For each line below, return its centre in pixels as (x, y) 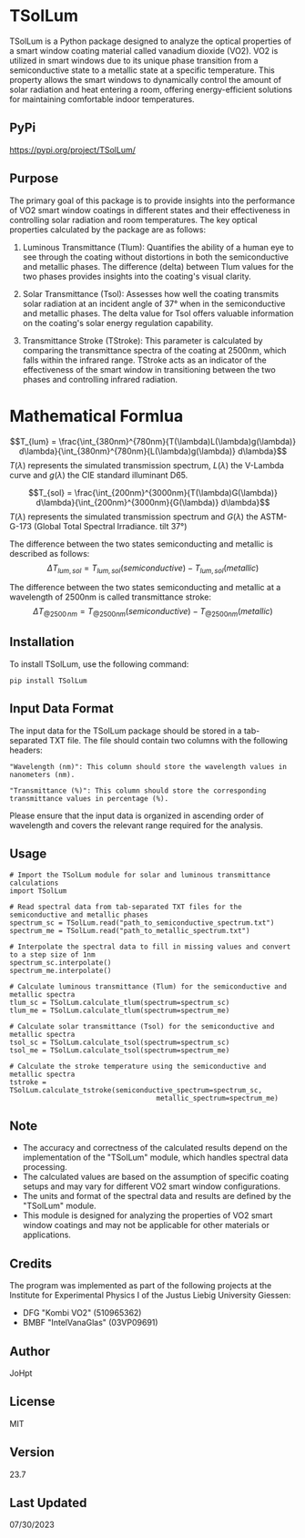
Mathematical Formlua (97, 416)
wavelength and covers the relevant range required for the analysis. (137, 825)
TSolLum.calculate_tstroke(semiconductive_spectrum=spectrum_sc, (136, 1090)
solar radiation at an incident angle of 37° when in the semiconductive (154, 303)
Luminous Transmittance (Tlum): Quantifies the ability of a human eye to (158, 247)
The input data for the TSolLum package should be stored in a (126, 731)
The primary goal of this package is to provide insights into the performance (152, 200)
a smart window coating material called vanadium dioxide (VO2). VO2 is (144, 50)
